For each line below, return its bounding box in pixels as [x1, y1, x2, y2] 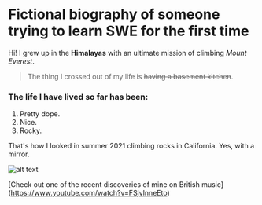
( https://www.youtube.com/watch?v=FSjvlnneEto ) [8, 189, 171, 198]
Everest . [8, 57, 35, 66]
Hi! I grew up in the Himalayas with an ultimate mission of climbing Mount [8, 48, 247, 57]
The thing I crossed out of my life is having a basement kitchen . [27, 71, 234, 81]
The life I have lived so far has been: [8, 91, 149, 102]
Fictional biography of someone [8, 5, 220, 24]
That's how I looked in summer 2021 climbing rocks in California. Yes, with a [8, 141, 255, 151]
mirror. [8, 149, 30, 159]
